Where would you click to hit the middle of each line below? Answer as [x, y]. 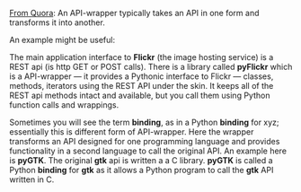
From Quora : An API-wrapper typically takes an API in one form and [134, 13]
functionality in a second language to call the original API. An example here [148, 151]
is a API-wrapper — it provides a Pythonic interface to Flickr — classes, [142, 76]
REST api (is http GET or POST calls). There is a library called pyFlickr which [151, 67]
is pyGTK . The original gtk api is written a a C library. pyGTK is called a [141, 160]
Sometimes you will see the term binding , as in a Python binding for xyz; [145, 122]
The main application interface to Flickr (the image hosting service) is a [142, 57]
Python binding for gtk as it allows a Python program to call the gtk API [142, 170]
